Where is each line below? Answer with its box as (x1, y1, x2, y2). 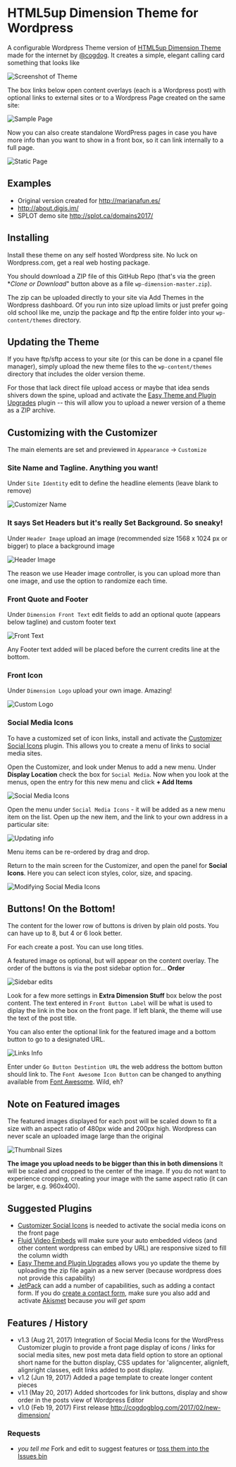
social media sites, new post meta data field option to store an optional (17, 1350, 223, 1359)
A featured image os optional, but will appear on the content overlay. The (7, 956, 219, 965)
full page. (7, 143, 35, 151)
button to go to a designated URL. (7, 1035, 106, 1044)
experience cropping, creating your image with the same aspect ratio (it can (7, 1174, 228, 1183)
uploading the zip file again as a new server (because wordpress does (17, 1266, 222, 1275)
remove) (7, 487, 32, 495)
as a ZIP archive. (7, 406, 56, 414)
